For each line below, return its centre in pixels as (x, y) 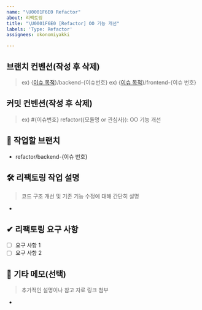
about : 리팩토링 (25, 18)
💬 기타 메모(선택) (36, 274)
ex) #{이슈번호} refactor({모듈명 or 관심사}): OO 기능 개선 (91, 119)
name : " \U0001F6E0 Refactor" (44, 12)
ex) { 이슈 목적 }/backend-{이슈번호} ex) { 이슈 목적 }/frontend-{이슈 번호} (109, 82)
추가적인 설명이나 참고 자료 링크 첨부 (65, 290)
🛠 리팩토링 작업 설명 (43, 177)
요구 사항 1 (28, 245)
